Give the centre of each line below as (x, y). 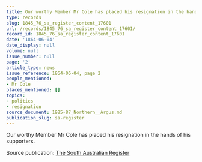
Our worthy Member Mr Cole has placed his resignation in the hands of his (99, 135)
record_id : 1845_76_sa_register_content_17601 (66, 34)
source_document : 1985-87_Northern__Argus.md (64, 112)
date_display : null (31, 46)
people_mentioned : (29, 79)
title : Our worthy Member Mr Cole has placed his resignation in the (95, 12)
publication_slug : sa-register (45, 118)
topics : (16, 95)
